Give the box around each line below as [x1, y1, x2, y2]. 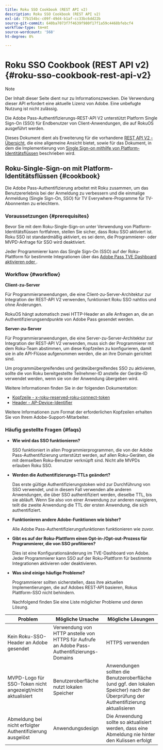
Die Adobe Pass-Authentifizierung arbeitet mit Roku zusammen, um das [5, 185, 149, 191]
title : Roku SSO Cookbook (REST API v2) [5, 7, 88, 12]
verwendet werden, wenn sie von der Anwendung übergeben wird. [5, 375, 139, 382]
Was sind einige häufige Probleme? [12, 570, 85, 575]
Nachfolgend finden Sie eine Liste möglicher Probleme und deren [12, 599, 143, 605]
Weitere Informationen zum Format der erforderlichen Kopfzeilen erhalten [5, 409, 152, 415]
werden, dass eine [106, 725, 148, 732]
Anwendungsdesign [53, 725, 99, 732]
